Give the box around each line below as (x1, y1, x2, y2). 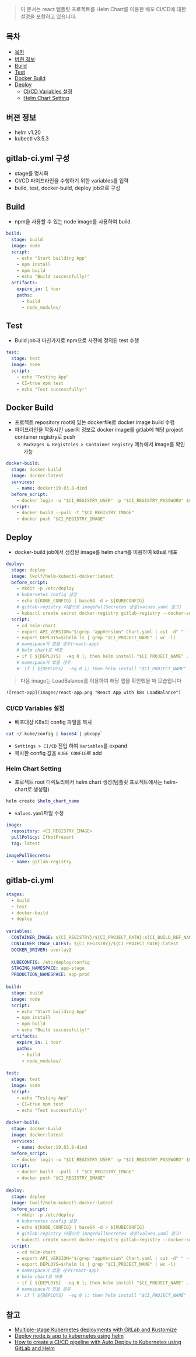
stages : (6, 891, 25, 897)
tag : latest (11, 841, 41, 846)
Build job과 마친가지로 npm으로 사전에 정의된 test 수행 (14, 337, 139, 344)
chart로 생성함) (14, 786, 50, 793)
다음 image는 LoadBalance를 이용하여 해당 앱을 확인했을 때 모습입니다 (20, 677, 182, 684)
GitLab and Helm (14, 1345, 55, 1352)
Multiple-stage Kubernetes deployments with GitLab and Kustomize (14, 1326, 177, 1333)
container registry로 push (14, 433, 76, 440)
